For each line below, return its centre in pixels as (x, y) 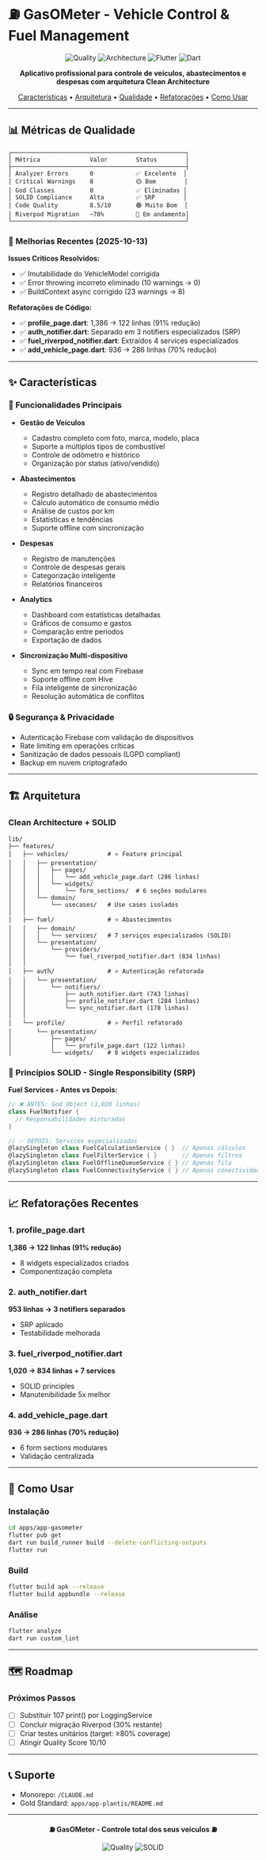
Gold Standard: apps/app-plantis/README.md (91, 1803)
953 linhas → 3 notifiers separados (67, 1309)
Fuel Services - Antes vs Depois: (63, 1090)
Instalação (29, 1511)
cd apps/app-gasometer (46, 1528)
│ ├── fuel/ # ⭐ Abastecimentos (90, 920)
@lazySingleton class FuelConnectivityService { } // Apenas (111, 1171)
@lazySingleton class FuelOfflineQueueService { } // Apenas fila (120, 1163)
